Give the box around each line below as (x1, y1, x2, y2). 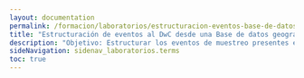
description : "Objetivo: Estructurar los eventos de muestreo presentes (9, 38, 290, 48)
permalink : (9, 22, 51, 30)
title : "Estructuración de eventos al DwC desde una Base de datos (9, 30, 270, 39)
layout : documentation (9, 13, 95, 22)
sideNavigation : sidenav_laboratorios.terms (9, 47, 180, 56)
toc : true (9, 55, 47, 64)
